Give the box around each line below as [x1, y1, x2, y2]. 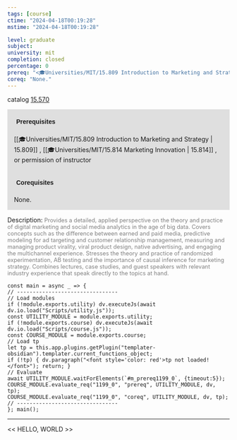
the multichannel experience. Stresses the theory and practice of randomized [7, 249, 213, 257]
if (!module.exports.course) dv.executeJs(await [7, 319, 153, 326]
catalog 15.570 [7, 95, 50, 103]
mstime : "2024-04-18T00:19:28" [7, 23, 99, 30]
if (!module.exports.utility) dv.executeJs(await [7, 301, 157, 308]
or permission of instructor [13, 155, 92, 164]
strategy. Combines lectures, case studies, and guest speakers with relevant [7, 263, 210, 270]
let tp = [7, 344, 33, 351]
